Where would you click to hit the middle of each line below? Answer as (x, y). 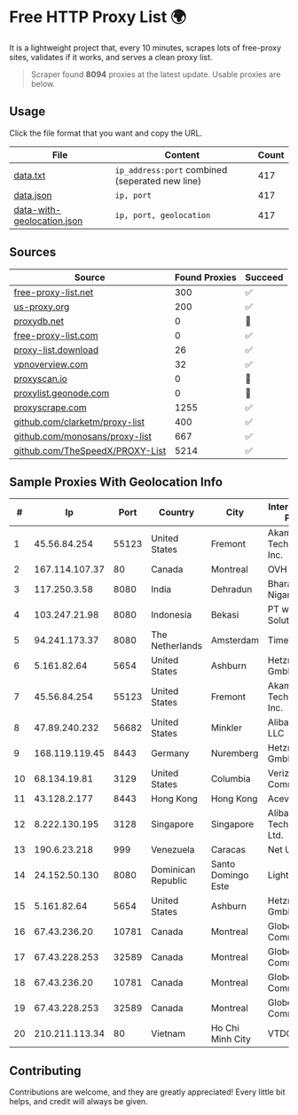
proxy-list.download (56, 349)
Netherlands (176, 646)
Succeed (264, 277)
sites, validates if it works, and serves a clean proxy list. (111, 57)
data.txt (30, 175)
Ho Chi (225, 1028)
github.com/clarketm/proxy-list (79, 422)
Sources (33, 252)
